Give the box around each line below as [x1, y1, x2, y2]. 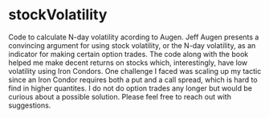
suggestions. [8, 100, 51, 110]
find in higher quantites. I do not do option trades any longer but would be [8, 83, 253, 93]
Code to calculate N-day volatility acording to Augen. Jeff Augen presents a [8, 32, 259, 42]
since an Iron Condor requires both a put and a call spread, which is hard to [8, 75, 259, 84]
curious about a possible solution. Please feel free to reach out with [8, 92, 231, 101]
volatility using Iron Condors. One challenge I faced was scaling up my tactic [8, 66, 262, 75]
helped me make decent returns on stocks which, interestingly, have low [8, 58, 248, 67]
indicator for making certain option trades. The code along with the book [8, 49, 249, 59]
